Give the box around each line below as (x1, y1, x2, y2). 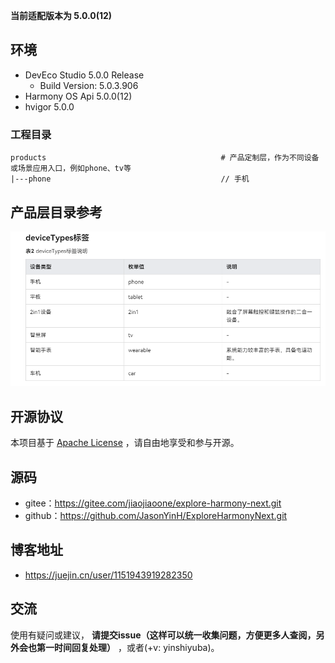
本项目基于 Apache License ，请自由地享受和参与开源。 (10, 437, 240, 449)
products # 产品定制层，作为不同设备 (10, 153, 320, 163)
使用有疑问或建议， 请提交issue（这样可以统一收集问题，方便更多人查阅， (10, 629, 317, 641)
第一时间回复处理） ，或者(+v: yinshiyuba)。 (36, 641, 220, 653)
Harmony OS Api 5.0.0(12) (24, 90, 133, 102)
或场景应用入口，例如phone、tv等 (10, 164, 132, 174)
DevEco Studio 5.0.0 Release (24, 69, 145, 81)
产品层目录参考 (10, 204, 103, 221)
